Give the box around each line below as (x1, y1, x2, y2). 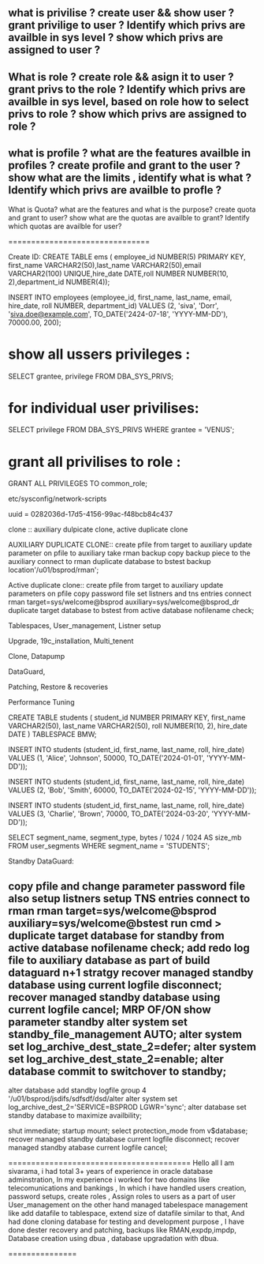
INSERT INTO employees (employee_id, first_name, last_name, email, (8, 292, 232, 302)
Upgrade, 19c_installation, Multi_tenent (8, 636, 134, 646)
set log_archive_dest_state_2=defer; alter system (8, 1040, 257, 1053)
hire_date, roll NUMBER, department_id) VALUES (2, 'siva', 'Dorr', (8, 300, 219, 310)
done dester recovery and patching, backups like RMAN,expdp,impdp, (8, 1225, 237, 1235)
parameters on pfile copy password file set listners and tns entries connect (8, 589, 252, 599)
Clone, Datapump (8, 652, 65, 661)
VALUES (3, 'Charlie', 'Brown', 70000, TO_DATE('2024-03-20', (8, 809, 210, 818)
